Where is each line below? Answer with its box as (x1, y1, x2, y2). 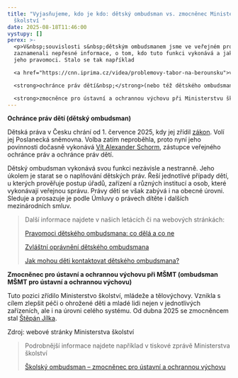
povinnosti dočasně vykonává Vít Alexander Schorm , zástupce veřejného (7, 143, 221, 151)
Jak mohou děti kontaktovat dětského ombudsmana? (24, 256, 180, 265)
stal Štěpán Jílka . (7, 314, 57, 323)
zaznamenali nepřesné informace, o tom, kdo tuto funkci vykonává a (13, 50, 220, 57)
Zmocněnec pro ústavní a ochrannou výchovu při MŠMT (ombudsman (7, 270, 218, 279)
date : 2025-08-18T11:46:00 (7, 23, 87, 30)
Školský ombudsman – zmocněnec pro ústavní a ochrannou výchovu (24, 362, 226, 372)
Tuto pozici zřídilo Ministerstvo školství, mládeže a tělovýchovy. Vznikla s (7, 292, 221, 300)
